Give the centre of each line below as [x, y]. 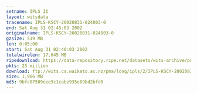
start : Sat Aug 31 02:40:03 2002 [47, 50]
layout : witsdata [27, 17]
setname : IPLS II [27, 11]
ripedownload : [23, 60]
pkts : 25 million [27, 66]
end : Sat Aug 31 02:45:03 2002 [44, 28]
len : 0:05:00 [22, 44]
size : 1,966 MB [25, 76]
